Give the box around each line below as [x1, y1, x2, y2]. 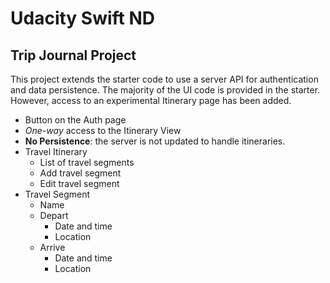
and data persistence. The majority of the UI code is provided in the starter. [10, 84, 321, 96]
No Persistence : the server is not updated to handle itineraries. [24, 135, 286, 147]
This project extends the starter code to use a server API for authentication [10, 73, 319, 85]
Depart [39, 210, 69, 221]
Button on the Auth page [24, 114, 127, 126]
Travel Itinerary [24, 146, 88, 157]
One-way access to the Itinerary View [24, 125, 182, 136]
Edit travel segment [39, 178, 120, 189]
